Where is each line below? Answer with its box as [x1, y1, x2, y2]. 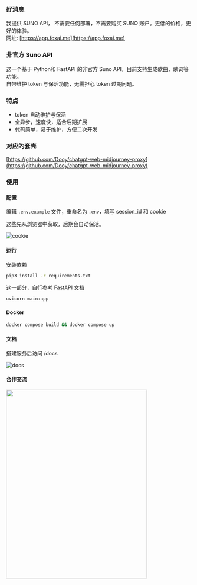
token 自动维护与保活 [14, 111, 67, 118]
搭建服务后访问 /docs [6, 350, 58, 357]
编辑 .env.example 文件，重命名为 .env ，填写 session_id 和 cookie [6, 208, 166, 215]
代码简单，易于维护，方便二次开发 [14, 125, 98, 132]
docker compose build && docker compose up [6, 322, 115, 328]
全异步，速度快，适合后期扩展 [14, 118, 87, 125]
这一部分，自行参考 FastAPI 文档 [6, 284, 84, 291]
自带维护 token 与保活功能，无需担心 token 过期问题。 [6, 80, 137, 87]
